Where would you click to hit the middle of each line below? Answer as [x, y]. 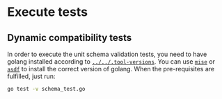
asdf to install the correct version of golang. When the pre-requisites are [111, 69]
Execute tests [48, 12]
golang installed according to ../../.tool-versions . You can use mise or [111, 62]
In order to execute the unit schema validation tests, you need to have [107, 54]
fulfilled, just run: [31, 76]
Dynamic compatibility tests [70, 38]
